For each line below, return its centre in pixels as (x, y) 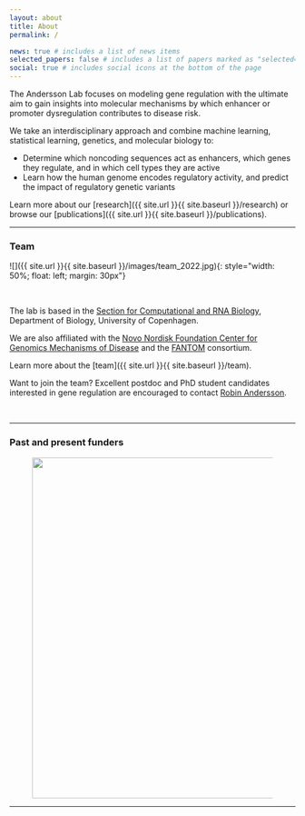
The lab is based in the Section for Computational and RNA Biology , (135, 311)
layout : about (36, 18)
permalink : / (34, 35)
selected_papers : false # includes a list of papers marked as (132, 60)
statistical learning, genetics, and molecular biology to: (112, 140)
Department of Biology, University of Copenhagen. (104, 321)
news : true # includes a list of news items (95, 51)
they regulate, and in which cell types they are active (121, 168)
